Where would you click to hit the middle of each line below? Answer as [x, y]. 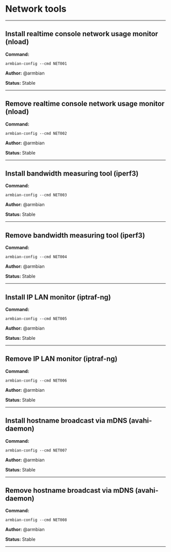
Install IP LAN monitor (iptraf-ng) [58, 297]
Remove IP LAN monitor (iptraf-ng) [62, 359]
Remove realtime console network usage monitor [85, 104]
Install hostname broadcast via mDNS [66, 421]
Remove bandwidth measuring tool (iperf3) [75, 235]
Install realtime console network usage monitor [82, 34]
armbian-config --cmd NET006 [36, 381]
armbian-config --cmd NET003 [36, 195]
